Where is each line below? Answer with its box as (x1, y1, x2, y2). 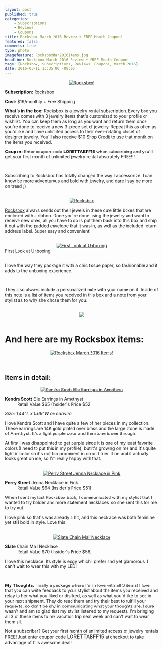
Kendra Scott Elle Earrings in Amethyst (5, 396, 84, 402)
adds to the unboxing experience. (5, 268, 72, 274)
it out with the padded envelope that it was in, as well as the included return (5, 223, 157, 229)
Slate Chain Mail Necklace (5, 543, 58, 549)
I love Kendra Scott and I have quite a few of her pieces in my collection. (5, 420, 150, 426)
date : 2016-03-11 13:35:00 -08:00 (5, 66, 75, 71)
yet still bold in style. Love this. (5, 519, 67, 525)
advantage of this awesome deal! (5, 639, 72, 645)
